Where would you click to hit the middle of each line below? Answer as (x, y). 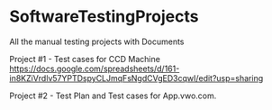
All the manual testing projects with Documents (97, 41)
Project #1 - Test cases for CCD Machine (85, 59)
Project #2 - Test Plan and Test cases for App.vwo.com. (113, 96)
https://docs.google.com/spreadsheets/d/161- (95, 69)
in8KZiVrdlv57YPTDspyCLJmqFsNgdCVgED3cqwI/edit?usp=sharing (136, 78)
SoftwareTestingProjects (104, 17)
